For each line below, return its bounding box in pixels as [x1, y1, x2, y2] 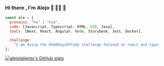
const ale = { [5, 16, 34, 20]
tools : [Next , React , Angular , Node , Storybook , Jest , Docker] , [9, 29, 143, 33]
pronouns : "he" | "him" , [9, 20, 60, 25]
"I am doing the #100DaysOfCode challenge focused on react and [14, 42, 147, 47]
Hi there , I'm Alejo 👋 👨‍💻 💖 [5, 4, 66, 11]
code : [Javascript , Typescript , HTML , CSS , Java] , [9, 24, 115, 30]
